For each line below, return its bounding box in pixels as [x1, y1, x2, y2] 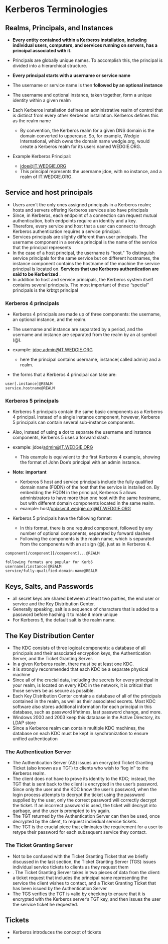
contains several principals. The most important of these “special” [12, 282, 149, 288]
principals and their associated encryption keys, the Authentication [12, 650, 151, 656]
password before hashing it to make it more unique [12, 611, 118, 617]
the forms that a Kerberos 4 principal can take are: [12, 371, 117, 378]
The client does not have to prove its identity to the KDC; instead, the [12, 776, 155, 782]
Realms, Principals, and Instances [5, 24, 113, 32]
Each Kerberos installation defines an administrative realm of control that [12, 107, 163, 113]
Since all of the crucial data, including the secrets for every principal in [12, 677, 159, 683]
